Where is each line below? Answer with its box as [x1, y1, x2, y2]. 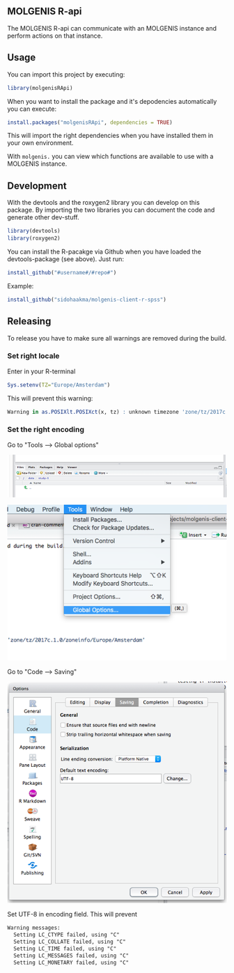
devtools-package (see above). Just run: [7, 254, 124, 263]
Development [7, 180, 68, 192]
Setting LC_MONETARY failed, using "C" [13, 959, 130, 966]
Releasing [7, 316, 52, 327]
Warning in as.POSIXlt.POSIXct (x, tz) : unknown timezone [7, 408, 179, 415]
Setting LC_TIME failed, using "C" [13, 945, 117, 952]
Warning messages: [7, 924, 61, 931]
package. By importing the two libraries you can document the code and [7, 205, 215, 215]
